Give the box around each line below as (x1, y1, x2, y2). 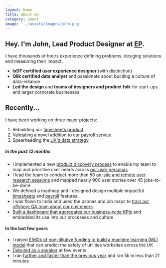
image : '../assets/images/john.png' (5, 21, 81, 26)
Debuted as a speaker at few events (12, 248, 87, 254)
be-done (12, 182, 31, 188)
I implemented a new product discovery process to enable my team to (12, 161, 156, 167)
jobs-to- (144, 177, 161, 183)
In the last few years (5, 226, 48, 232)
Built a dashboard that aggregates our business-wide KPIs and (12, 209, 141, 215)
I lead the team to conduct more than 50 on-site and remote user (12, 172, 146, 178)
